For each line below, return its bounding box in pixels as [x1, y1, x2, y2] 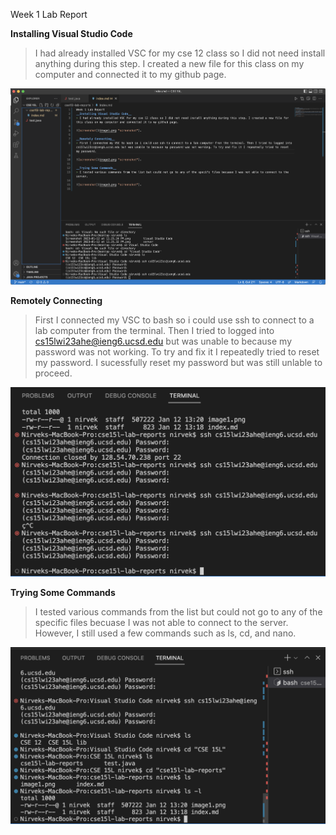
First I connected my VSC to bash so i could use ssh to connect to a [34, 314, 315, 326]
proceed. [34, 367, 73, 379]
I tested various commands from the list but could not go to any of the [34, 606, 323, 618]
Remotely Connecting [10, 295, 103, 307]
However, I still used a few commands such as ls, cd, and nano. [34, 627, 297, 639]
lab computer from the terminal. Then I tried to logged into [34, 325, 275, 337]
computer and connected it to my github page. [34, 69, 227, 80]
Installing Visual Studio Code [10, 28, 133, 39]
